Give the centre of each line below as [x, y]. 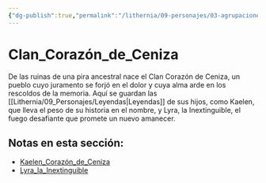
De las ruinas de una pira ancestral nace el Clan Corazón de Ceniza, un [124, 77]
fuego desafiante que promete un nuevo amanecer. [92, 118]
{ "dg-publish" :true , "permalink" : [63, 15]
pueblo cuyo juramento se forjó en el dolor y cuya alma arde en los [117, 84]
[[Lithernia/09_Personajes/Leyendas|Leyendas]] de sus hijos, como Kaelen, [131, 101]
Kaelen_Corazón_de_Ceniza [65, 162]
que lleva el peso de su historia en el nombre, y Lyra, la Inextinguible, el [125, 110]
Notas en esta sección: [66, 143]
